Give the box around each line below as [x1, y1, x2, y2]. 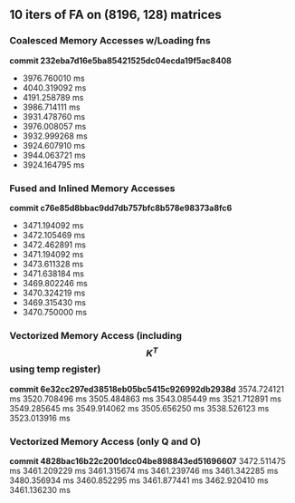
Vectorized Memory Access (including [9, 329, 183, 342]
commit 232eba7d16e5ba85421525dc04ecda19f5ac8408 [9, 54, 233, 66]
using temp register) [9, 363, 101, 375]
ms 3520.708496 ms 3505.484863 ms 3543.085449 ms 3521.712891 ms [9, 393, 282, 404]
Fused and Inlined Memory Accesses [9, 181, 176, 194]
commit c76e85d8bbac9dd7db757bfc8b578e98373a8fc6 [9, 202, 233, 213]
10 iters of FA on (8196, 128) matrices [9, 7, 222, 23]
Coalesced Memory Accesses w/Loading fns [9, 34, 211, 47]
